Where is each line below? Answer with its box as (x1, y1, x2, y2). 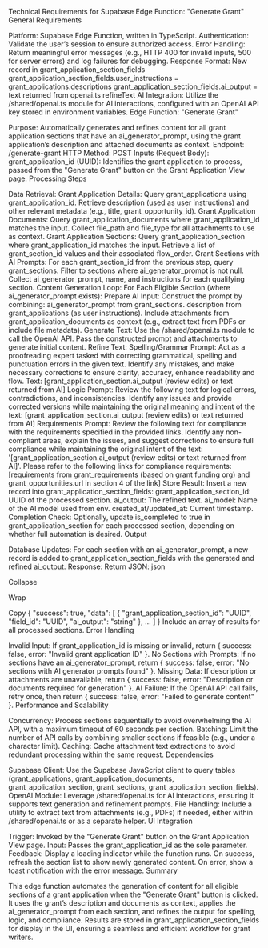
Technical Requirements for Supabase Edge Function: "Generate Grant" (8, 7, 245, 16)
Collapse (8, 578, 38, 586)
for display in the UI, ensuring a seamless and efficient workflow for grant (8, 924, 250, 933)
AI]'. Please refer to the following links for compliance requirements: (8, 462, 232, 470)
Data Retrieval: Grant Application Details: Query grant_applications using (8, 190, 247, 198)
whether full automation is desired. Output (8, 530, 147, 538)
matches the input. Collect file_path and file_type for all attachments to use (8, 223, 255, 233)
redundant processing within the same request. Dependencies (8, 750, 214, 759)
